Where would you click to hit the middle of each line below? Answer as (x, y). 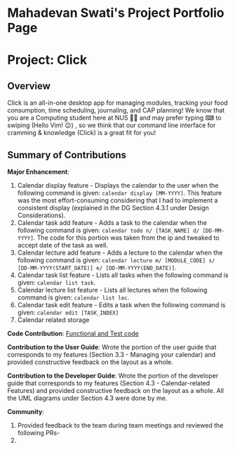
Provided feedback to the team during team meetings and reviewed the (120, 425)
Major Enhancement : (38, 172)
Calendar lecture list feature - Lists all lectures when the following (112, 290)
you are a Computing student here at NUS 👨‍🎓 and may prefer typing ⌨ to (115, 118)
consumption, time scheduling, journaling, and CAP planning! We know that (116, 110)
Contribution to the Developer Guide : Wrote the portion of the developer (113, 375)
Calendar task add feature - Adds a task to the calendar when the (112, 223)
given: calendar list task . (56, 282)
